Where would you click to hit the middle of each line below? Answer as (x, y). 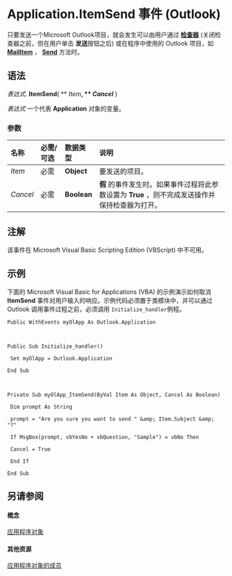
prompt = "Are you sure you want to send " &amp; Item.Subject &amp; (112, 419)
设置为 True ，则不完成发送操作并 (161, 195)
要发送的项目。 (124, 171)
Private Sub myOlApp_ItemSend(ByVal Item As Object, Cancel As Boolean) (114, 395)
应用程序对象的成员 (35, 566)
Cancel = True (30, 449)
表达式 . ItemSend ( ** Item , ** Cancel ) (62, 93)
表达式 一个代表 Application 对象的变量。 (66, 109)
